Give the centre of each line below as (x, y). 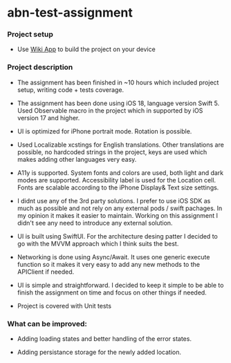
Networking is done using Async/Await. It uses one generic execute (113, 257)
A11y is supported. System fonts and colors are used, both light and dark (120, 173)
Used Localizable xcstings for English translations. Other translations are (121, 145)
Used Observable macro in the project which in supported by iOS (110, 110)
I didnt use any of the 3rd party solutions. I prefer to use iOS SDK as (114, 201)
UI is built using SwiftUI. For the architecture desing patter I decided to (117, 236)
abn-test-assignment (70, 13)
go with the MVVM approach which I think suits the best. (98, 243)
